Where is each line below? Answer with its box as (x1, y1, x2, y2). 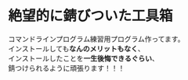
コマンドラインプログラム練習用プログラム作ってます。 (8, 34, 185, 43)
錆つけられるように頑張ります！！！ (8, 63, 125, 72)
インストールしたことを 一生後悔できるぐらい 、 (8, 54, 159, 63)
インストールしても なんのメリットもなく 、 (8, 43, 145, 53)
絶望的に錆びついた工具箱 (8, 7, 174, 25)
